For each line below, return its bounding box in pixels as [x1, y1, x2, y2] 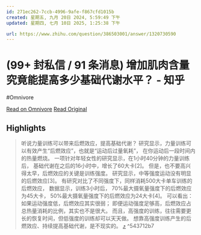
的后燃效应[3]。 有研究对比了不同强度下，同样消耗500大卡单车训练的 [20, 177, 193, 184]
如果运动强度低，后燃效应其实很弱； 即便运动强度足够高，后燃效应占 [20, 200, 191, 207]
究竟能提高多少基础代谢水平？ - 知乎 [6, 73, 185, 87]
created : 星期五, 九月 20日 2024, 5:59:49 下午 [6, 14, 120, 20]
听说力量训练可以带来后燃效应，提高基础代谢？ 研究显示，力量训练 [20, 139, 187, 147]
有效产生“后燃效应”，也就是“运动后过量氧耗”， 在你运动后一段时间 [26, 147, 191, 154]
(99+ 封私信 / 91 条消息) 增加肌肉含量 [6, 58, 190, 72]
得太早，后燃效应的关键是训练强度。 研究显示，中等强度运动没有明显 [20, 169, 191, 177]
